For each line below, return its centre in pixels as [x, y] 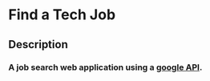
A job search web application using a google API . [105, 67]
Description [38, 45]
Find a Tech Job [62, 15]
